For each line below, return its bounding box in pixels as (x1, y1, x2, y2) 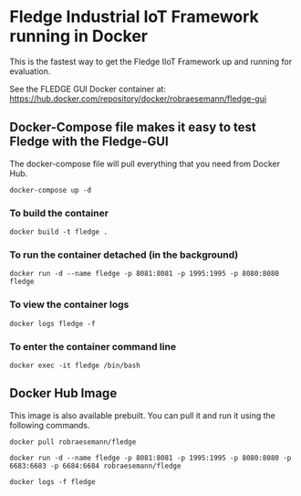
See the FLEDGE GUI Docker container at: (9, 83, 167, 94)
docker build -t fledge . (9, 227, 108, 237)
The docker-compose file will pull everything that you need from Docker (9, 158, 281, 169)
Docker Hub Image (9, 385, 118, 401)
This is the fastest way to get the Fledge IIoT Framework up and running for (9, 56, 293, 67)
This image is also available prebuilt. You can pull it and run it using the (9, 409, 276, 421)
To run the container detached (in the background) (9, 248, 239, 261)
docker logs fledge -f (9, 319, 96, 328)
